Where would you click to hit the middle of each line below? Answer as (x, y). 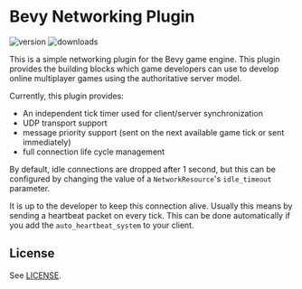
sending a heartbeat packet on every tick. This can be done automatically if (150, 215)
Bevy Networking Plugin (102, 17)
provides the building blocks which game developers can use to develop (144, 69)
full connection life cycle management (94, 152)
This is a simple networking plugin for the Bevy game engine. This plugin (145, 59)
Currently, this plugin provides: (66, 96)
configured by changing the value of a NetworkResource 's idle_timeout (141, 179)
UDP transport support (65, 123)
